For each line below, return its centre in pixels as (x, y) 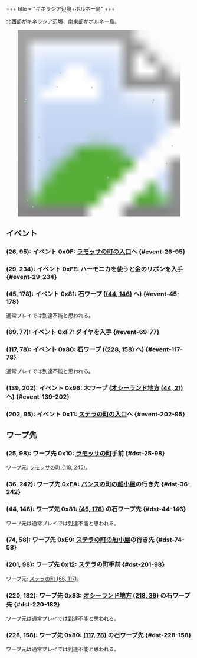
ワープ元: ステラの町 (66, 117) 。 (44, 579)
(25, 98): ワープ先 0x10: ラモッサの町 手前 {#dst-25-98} (86, 453)
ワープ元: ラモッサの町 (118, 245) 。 (48, 467)
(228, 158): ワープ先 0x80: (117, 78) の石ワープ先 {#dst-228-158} (99, 635)
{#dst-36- (176, 484)
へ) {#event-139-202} (38, 397)
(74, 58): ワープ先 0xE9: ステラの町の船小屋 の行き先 (80, 540)
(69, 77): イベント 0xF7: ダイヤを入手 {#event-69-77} (83, 332)
